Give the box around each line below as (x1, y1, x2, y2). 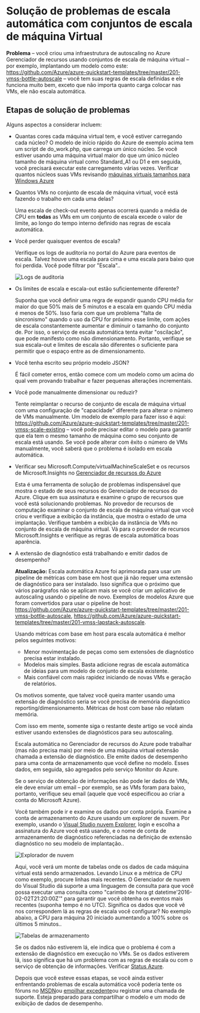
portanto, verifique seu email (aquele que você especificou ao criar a (14, 790, 185, 797)
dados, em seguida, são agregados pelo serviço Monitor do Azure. (14, 766, 179, 773)
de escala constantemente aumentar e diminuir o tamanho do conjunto (14, 322, 189, 329)
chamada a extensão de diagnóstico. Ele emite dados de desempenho (14, 753, 188, 760)
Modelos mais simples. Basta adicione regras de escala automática (23, 661, 189, 668)
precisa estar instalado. (23, 654, 82, 661)
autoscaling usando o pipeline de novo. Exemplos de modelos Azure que (14, 593, 194, 600)
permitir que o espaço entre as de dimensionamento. (14, 347, 146, 355)
